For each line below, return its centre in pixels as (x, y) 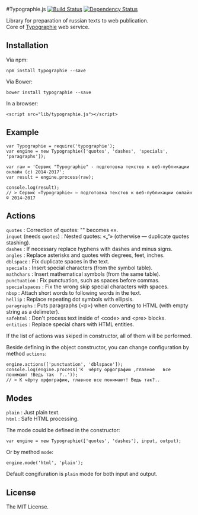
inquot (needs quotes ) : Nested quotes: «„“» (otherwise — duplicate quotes (98, 236)
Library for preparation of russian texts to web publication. (77, 20)
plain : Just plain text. (33, 413)
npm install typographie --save (46, 70)
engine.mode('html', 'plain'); (45, 463)
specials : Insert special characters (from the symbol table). (79, 268)
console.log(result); (33, 187)
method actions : (26, 354)
